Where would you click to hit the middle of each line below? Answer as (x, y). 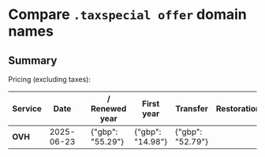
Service (27, 108)
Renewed (108, 108)
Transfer (192, 108)
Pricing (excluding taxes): (50, 79)
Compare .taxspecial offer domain (127, 15)
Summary (33, 60)
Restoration (238, 108)
